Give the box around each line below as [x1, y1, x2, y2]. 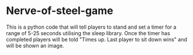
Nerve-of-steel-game [6, 4, 113, 18]
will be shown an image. [6, 42, 64, 49]
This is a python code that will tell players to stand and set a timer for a [6, 23, 177, 30]
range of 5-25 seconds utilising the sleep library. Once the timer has [6, 29, 171, 36]
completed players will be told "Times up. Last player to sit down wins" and [6, 36, 187, 43]
